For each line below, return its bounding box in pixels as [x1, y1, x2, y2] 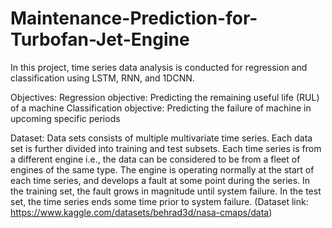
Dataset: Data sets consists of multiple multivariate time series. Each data [10, 132, 313, 144]
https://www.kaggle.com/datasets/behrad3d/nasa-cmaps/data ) [10, 206, 273, 218]
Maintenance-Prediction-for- [10, 7, 258, 30]
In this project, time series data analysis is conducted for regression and [10, 61, 308, 73]
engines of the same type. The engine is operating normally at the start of [10, 163, 315, 176]
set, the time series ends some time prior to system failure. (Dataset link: [10, 195, 309, 207]
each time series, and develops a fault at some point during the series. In [10, 174, 311, 186]
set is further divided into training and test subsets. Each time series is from [10, 142, 322, 154]
